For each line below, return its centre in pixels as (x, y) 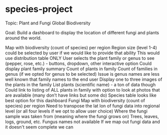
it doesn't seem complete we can (39, 127)
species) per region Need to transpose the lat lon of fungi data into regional (83, 106)
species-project (39, 9)
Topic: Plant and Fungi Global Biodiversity (48, 23)
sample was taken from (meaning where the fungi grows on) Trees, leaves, (82, 116)
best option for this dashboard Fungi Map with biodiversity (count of (75, 100)
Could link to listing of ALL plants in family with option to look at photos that (83, 90)
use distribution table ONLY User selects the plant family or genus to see (80, 58)
